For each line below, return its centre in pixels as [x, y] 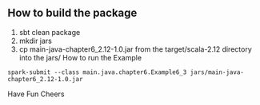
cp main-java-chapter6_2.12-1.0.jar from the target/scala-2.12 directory [136, 49]
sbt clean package [50, 32]
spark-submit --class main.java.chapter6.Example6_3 [97, 72]
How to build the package [72, 13]
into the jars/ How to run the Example [80, 57]
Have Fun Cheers [36, 94]
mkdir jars [36, 41]
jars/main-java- [217, 72]
